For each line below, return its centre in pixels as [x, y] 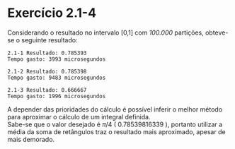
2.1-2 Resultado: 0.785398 [47, 71]
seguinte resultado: [49, 40]
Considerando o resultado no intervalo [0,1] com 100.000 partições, [105, 32]
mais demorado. [31, 139]
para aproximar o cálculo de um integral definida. [79, 117]
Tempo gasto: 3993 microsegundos [57, 59]
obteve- [217, 32]
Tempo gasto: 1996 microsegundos [57, 96]
